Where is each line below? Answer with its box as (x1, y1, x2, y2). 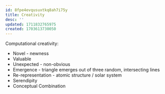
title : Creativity (5, 12, 45, 17)
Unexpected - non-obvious (12, 61, 70, 67)
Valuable (12, 56, 32, 62)
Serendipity (12, 78, 38, 84)
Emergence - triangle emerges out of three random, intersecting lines (12, 67, 160, 73)
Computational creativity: (5, 40, 59, 46)
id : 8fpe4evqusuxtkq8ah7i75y (5, 7, 68, 13)
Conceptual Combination (12, 83, 66, 89)
